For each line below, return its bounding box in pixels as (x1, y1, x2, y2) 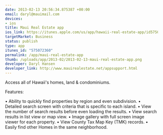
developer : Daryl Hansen (5, 61, 55, 66)
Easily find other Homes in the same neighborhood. (5, 124, 108, 130)
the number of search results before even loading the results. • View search (5, 109, 157, 115)
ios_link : (5, 30, 25, 35)
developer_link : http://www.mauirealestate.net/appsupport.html (5, 66, 138, 71)
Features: (5, 89, 24, 95)
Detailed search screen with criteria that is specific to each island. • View (5, 103, 151, 109)
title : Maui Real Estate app (5, 25, 64, 30)
